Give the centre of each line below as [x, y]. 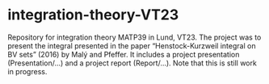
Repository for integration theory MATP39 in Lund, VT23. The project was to [134, 37]
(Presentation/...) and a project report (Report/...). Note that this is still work [132, 63]
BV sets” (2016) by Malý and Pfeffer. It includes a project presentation [124, 54]
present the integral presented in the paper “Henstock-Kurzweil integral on [132, 45]
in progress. [27, 71]
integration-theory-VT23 [93, 15]
